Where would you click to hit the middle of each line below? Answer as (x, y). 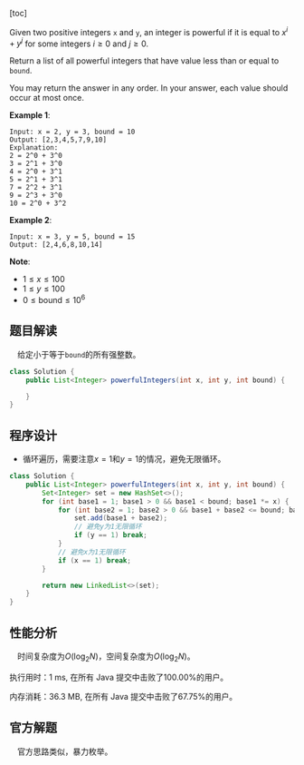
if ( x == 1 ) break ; (94, 560)
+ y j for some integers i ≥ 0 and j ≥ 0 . (79, 43)
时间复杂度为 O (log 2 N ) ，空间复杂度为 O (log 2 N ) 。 (106, 657)
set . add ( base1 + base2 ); (121, 518)
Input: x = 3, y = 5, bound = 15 (72, 237)
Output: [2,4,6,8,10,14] (56, 245)
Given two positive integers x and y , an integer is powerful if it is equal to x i (149, 31)
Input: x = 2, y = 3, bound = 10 (72, 132)
